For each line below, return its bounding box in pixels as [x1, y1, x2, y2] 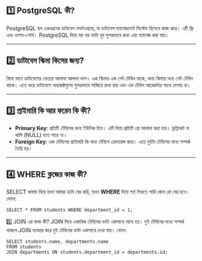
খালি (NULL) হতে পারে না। [14, 131, 67, 139]
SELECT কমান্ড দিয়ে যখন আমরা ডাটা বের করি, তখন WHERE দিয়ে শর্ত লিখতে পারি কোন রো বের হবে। [6, 188, 189, 195]
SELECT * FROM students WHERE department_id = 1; [6, 207, 133, 213]
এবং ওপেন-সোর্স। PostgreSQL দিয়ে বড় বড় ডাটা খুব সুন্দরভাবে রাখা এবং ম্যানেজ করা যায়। [6, 31, 170, 39]
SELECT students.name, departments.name [6, 239, 109, 245]
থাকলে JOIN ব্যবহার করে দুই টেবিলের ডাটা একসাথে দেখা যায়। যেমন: [6, 227, 127, 234]
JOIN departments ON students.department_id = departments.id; [6, 250, 168, 256]
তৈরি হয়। [14, 145, 32, 153]
